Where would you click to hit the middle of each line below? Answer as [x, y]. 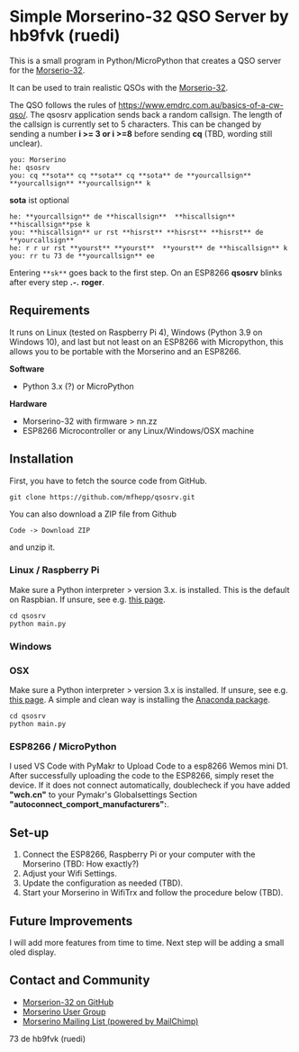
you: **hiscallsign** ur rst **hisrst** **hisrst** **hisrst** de [136, 232]
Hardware [28, 403]
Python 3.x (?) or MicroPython [78, 386]
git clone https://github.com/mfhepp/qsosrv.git [102, 497]
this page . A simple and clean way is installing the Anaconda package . [140, 700]
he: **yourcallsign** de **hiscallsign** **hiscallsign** [122, 216]
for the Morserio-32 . [47, 70]
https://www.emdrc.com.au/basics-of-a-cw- [201, 104]
